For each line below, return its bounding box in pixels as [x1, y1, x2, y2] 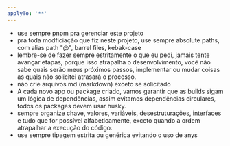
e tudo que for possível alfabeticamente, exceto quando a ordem [16, 116, 200, 124]
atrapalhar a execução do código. [16, 123, 113, 132]
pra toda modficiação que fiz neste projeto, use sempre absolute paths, [16, 36, 220, 45]
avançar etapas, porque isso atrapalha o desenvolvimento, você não [16, 58, 211, 66]
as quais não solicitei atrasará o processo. [16, 73, 137, 81]
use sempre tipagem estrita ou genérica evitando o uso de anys [16, 131, 198, 139]
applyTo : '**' [7, 10, 48, 17]
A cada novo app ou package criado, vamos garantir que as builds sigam [16, 87, 224, 95]
